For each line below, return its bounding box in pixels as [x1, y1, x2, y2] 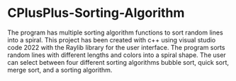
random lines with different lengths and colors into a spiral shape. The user [7, 51, 227, 59]
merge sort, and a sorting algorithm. [7, 66, 113, 74]
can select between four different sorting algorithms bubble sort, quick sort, [7, 58, 229, 66]
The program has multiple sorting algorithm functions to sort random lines [7, 28, 223, 37]
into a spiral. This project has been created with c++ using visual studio [7, 35, 216, 44]
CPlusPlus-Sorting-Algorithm [7, 5, 185, 21]
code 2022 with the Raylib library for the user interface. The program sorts [7, 43, 225, 51]
